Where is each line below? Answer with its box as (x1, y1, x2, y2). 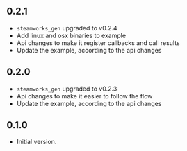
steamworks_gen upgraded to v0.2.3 (16, 85, 117, 93)
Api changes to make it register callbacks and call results (16, 38, 180, 47)
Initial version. (16, 138, 57, 146)
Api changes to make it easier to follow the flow (16, 91, 153, 100)
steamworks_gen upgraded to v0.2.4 (16, 24, 117, 32)
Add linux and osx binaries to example (16, 31, 127, 39)
